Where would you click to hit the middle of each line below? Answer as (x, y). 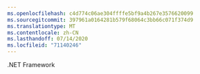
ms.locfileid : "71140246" (44, 45)
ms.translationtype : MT (42, 26)
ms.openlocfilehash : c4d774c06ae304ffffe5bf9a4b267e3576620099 (100, 13)
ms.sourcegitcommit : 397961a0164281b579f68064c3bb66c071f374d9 (100, 20)
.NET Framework (31, 65)
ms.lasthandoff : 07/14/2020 (48, 39)
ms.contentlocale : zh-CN (43, 33)
